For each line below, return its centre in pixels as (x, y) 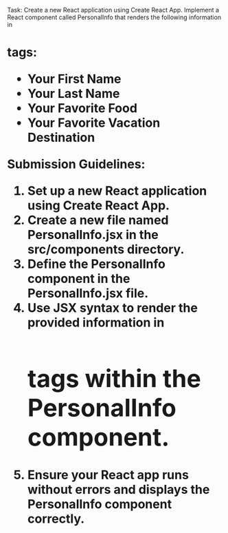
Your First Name (74, 79)
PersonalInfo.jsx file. (88, 294)
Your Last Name (73, 94)
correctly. (56, 519)
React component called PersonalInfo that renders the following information (114, 17)
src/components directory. (106, 250)
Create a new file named (98, 220)
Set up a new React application (117, 191)
